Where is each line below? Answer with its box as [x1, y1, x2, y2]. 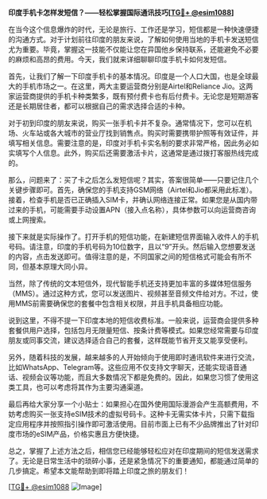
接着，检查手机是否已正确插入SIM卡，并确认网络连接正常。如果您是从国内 [8, 195, 251, 204]
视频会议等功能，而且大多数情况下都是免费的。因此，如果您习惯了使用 [21, 372, 252, 382]
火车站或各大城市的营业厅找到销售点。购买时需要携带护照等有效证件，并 [21, 128, 259, 138]
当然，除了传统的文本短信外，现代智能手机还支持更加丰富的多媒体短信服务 [8, 279, 252, 288]
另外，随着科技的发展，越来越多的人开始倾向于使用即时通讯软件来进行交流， [8, 352, 259, 362]
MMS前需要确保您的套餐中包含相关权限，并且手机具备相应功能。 [14, 299, 228, 308]
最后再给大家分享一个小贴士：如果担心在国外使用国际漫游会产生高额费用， [8, 399, 252, 409]
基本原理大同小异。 [29, 262, 92, 271]
